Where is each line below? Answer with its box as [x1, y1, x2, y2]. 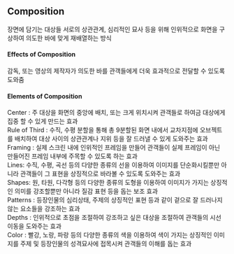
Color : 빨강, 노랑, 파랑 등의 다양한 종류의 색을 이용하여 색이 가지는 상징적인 [7, 231, 212, 239]
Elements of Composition [7, 92, 82, 100]
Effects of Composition [7, 50, 75, 59]
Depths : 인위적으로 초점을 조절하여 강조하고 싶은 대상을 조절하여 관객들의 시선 [7, 213, 221, 222]
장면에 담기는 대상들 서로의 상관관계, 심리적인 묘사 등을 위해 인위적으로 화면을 [7, 24, 218, 34]
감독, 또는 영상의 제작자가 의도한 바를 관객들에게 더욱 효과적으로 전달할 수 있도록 [7, 66, 226, 76]
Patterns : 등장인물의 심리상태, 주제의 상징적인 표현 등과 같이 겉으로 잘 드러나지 [7, 196, 223, 204]
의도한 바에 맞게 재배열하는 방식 [25, 34, 112, 42]
